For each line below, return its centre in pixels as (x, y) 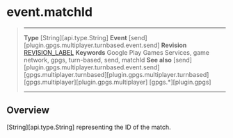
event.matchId (50, 12)
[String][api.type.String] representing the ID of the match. (89, 127)
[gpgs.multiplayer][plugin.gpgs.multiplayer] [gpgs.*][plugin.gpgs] (117, 82)
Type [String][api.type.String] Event (75, 37)
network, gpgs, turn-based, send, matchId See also (97, 60)
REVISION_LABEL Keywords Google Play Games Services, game (116, 52)
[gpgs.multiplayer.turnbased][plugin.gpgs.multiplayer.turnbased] (116, 74)
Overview (28, 111)
